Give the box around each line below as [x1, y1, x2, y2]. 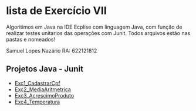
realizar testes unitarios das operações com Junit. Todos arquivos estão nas [6, 29, 191, 36]
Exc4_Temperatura [14, 98, 60, 105]
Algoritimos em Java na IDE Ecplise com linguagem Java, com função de [6, 23, 183, 30]
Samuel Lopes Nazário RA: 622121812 [6, 47, 97, 54]
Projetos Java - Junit [6, 64, 84, 74]
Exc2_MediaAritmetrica [14, 86, 72, 93]
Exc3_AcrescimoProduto [14, 92, 75, 99]
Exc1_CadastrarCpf [14, 79, 60, 86]
